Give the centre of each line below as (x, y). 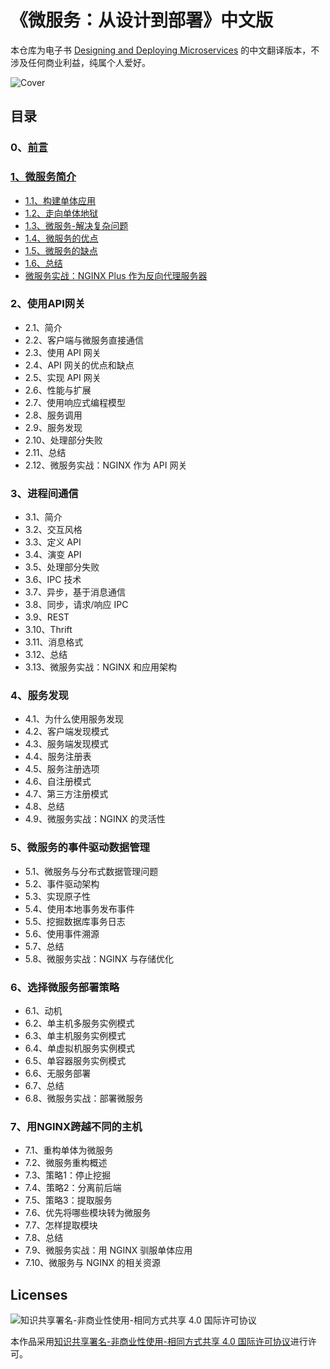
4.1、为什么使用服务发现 (74, 719)
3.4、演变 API (53, 555)
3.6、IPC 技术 (53, 580)
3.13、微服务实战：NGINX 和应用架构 (101, 667)
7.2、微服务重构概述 (66, 1163)
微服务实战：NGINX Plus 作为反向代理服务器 (116, 275)
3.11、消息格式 (54, 642)
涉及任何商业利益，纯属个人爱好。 (80, 62)
